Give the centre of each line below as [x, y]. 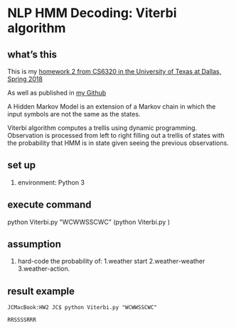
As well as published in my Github [57, 93]
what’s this [32, 54]
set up [22, 165]
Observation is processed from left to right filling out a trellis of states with [116, 135]
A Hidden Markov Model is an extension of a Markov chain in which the [112, 107]
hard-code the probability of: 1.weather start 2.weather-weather [111, 261]
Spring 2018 [25, 79]
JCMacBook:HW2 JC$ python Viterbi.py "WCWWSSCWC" [82, 308]
